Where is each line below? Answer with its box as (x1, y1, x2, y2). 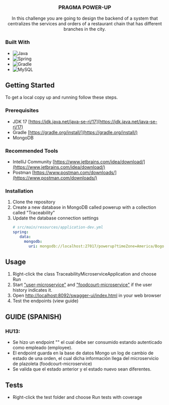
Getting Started (5, 81, 55, 89)
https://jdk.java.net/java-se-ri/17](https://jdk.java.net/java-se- (29, 118, 157, 124)
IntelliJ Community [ (12, 159, 54, 165)
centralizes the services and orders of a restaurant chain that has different (7, 21, 162, 27)
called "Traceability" (12, 210, 55, 216)
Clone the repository (12, 199, 55, 205)
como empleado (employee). (12, 345, 73, 351)
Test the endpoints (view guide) (12, 298, 79, 304)
